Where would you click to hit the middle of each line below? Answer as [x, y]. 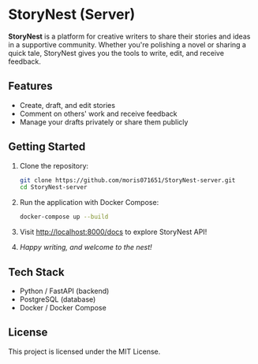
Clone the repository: [54, 165]
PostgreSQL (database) [58, 299]
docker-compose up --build [64, 217]
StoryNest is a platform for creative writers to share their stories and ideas [129, 36]
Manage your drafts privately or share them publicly [104, 122]
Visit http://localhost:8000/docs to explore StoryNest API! [113, 232]
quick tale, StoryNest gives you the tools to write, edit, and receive [116, 53]
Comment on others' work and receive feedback [98, 113]
